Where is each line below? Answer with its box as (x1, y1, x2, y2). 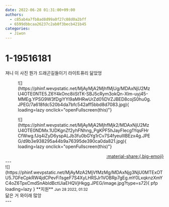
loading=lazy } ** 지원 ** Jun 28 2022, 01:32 (5, 186, 88, 192)
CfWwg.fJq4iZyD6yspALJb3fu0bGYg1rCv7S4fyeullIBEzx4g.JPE (18, 132, 150, 139)
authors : (5, 12, 24, 17)
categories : (5, 26, 30, 31)
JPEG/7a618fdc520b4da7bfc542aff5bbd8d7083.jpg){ (18, 101, 129, 108)
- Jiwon (10, 31, 26, 36)
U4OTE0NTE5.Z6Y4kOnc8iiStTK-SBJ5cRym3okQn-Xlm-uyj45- (18, 90, 148, 96)
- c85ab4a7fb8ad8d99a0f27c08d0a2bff (10, 17, 87, 22)
